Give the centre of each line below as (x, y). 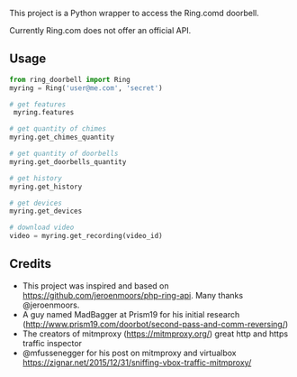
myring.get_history (46, 187)
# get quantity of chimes (58, 129)
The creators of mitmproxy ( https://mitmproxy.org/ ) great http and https (155, 334)
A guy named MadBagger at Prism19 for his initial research (131, 314)
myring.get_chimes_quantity (62, 138)
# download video (42, 228)
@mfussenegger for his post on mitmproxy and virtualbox (129, 353)
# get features (38, 104)
